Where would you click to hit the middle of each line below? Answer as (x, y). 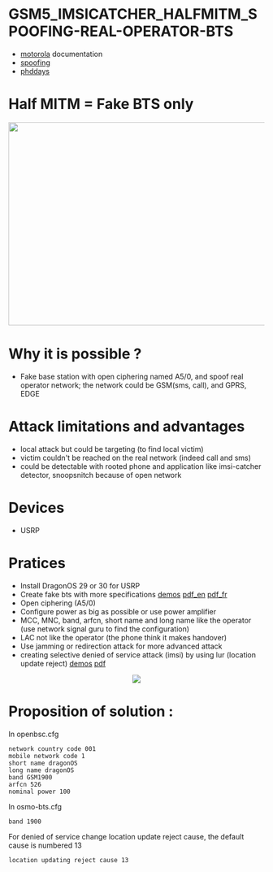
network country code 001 (52, 748)
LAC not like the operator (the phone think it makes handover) (123, 637)
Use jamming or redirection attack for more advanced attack (121, 646)
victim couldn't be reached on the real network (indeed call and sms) (136, 458)
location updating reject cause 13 (69, 860)
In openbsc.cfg (34, 734)
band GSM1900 (30, 777)
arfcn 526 (25, 784)
